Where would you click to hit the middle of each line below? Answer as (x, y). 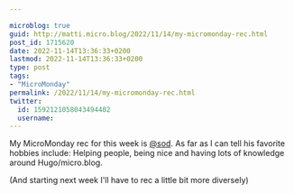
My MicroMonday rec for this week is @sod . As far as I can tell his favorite (147, 143)
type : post (30, 68)
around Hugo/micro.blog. (56, 162)
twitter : (26, 101)
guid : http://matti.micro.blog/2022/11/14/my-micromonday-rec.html (139, 34)
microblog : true (40, 25)
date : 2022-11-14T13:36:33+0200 (70, 51)
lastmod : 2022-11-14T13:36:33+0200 (76, 60)
